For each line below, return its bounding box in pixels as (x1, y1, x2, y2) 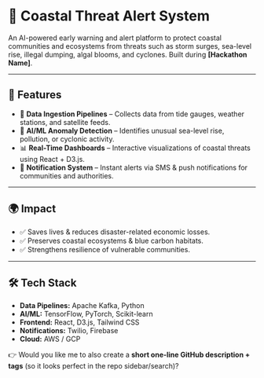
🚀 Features (8, 88, 62, 101)
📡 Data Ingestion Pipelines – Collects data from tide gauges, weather (19, 109, 245, 119)
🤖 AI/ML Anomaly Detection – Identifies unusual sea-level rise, (19, 126, 225, 135)
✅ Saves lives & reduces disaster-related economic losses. (19, 227, 211, 237)
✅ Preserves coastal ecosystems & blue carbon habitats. (19, 236, 204, 245)
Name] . (8, 58, 33, 68)
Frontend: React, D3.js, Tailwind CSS (19, 317, 140, 327)
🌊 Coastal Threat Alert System (8, 7, 210, 25)
